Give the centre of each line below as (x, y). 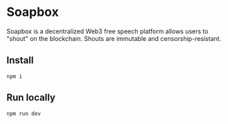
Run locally (31, 98)
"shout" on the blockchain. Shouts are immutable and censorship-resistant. (114, 38)
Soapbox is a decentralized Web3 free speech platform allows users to (107, 31)
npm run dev (24, 114)
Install (20, 61)
